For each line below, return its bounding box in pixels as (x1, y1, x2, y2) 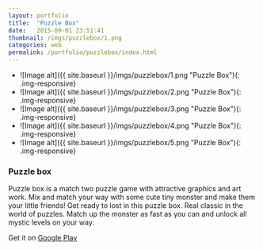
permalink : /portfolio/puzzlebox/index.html (8, 48, 158, 56)
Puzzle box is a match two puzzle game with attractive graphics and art (8, 184, 242, 194)
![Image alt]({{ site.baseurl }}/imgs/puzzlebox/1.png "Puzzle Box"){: (19, 71, 240, 79)
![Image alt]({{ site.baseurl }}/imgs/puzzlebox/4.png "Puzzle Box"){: (19, 121, 242, 130)
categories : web (8, 41, 62, 49)
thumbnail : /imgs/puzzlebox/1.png (8, 33, 123, 42)
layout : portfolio (8, 11, 69, 20)
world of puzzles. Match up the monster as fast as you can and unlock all (8, 210, 247, 219)
